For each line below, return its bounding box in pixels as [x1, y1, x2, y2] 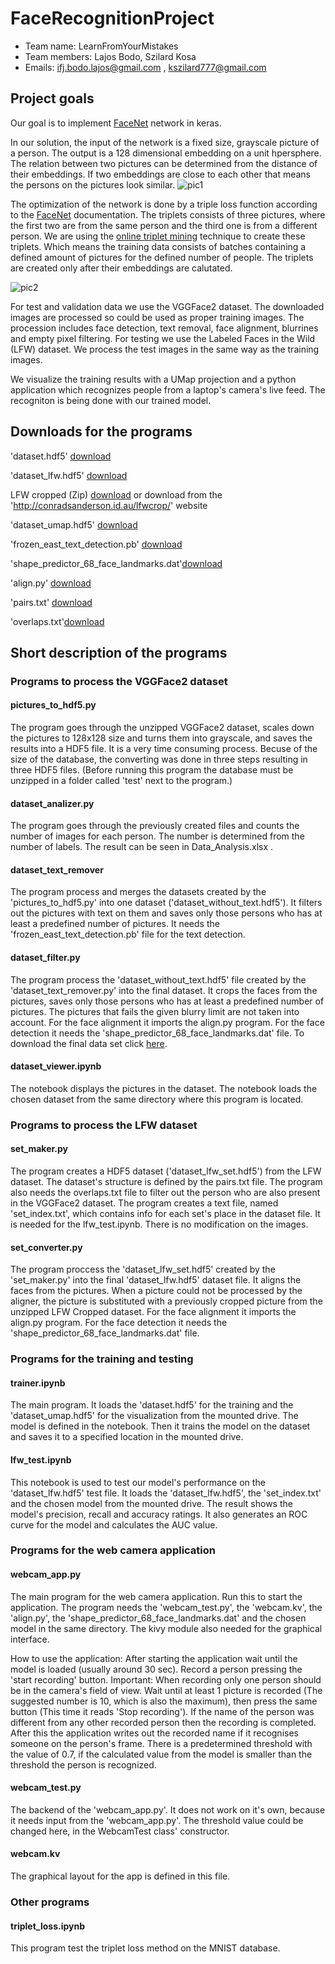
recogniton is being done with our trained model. [10, 394, 212, 406]
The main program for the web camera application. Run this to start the [10, 1590, 303, 1602]
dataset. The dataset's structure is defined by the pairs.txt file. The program [10, 1176, 323, 1188]
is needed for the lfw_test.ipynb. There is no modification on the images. [10, 1218, 309, 1231]
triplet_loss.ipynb [10, 1920, 85, 1932]
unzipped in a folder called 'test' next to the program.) [10, 775, 233, 787]
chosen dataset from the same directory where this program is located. [10, 1093, 304, 1105]
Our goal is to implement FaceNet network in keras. [10, 117, 222, 129]
